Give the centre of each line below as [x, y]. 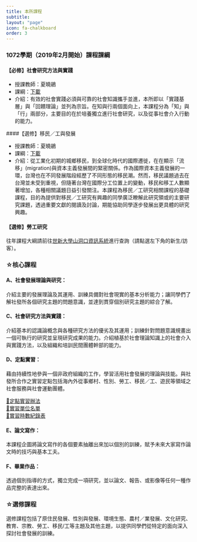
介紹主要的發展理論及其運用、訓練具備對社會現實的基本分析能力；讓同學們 [96, 294]
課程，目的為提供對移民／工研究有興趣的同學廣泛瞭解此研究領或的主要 [99, 198]
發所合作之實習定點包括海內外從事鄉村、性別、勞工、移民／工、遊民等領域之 [98, 381]
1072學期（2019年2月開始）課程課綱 [58, 55]
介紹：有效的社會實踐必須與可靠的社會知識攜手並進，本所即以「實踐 [97, 99]
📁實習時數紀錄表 [26, 416]
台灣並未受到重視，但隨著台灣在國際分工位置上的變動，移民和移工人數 [99, 183]
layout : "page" [25, 22]
